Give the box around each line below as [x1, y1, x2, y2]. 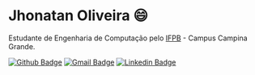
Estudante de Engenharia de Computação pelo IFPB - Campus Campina [8, 33, 249, 43]
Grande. [8, 41, 36, 51]
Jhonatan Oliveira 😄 [8, 6, 148, 25]
